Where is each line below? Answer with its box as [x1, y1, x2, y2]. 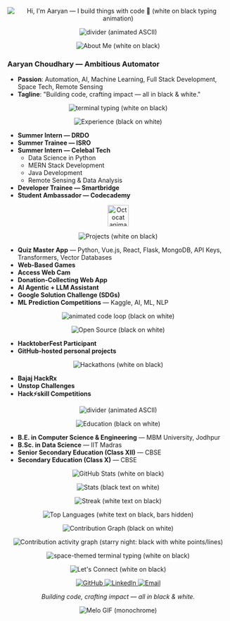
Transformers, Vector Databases [17, 253, 113, 262]
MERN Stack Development [27, 161, 105, 169]
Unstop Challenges [17, 382, 75, 390]
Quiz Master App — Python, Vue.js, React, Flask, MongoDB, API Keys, [17, 246, 222, 254]
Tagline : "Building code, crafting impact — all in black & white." [17, 90, 201, 99]
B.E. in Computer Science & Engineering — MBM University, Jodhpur [17, 433, 221, 442]
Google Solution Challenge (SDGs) [17, 291, 121, 299]
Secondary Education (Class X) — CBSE [17, 456, 137, 464]
